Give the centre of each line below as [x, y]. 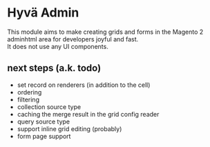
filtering [28, 99]
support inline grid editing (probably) [69, 128]
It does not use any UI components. [58, 46]
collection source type [49, 107]
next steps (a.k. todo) [54, 68]
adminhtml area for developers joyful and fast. [73, 39]
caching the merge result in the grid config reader [88, 114]
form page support [44, 136]
